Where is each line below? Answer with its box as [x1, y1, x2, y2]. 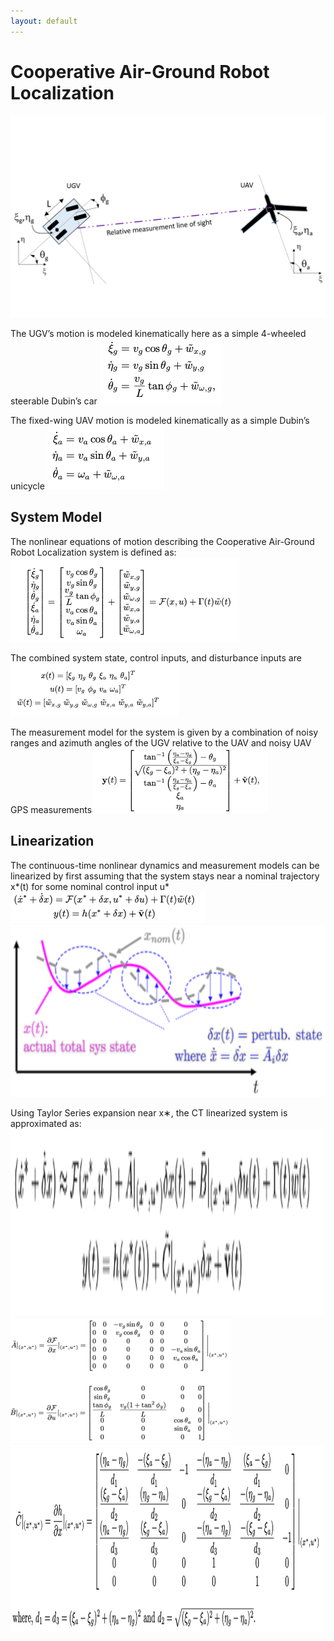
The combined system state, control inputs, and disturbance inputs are [10, 651, 302, 664]
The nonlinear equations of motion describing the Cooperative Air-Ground [10, 535, 315, 547]
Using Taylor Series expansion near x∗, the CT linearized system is [10, 1107, 288, 1119]
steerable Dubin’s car [10, 395, 98, 407]
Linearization [10, 833, 95, 850]
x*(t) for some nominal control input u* [10, 880, 170, 892]
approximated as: [10, 1118, 82, 1130]
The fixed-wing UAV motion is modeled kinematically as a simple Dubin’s [10, 414, 310, 426]
